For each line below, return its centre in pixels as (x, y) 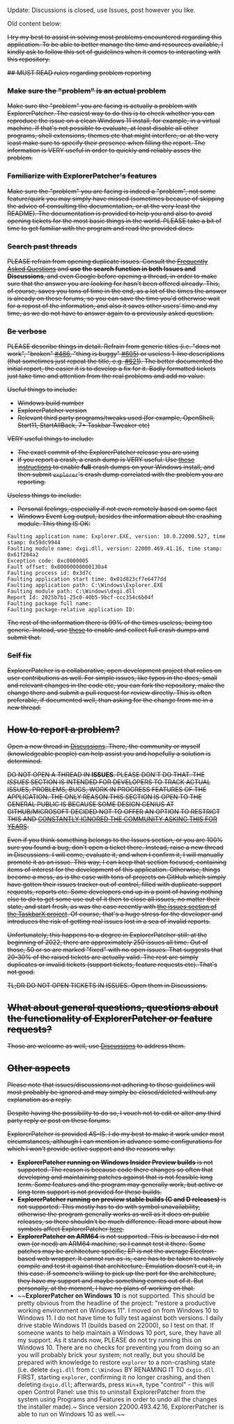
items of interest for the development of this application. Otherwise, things (114, 870)
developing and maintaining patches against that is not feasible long (115, 1177)
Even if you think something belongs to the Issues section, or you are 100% (115, 840)
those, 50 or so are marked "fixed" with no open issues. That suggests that (115, 950)
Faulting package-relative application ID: (71, 610)
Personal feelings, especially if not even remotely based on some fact (117, 509)
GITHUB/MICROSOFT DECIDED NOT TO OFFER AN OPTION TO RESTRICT (114, 812)
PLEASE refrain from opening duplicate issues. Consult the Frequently (108, 261)
